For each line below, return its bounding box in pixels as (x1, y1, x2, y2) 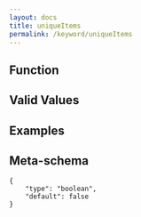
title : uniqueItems (9, 21, 82, 30)
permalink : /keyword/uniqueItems (9, 29, 133, 38)
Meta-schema (9, 153, 89, 168)
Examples (9, 123, 65, 138)
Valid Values (9, 92, 80, 108)
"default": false (25, 192, 90, 201)
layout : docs (9, 12, 58, 22)
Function (9, 62, 59, 77)
